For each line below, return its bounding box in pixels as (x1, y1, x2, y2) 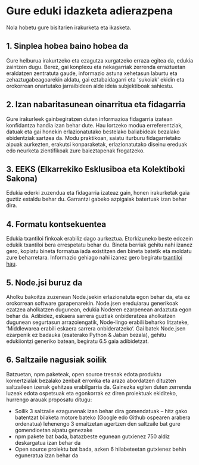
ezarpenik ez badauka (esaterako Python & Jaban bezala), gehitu (6, 332, 167, 338)
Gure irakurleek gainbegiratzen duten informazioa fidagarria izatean (6, 115, 173, 123)
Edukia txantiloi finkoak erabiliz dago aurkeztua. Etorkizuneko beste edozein (6, 235, 194, 242)
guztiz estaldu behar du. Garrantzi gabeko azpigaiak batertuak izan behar (6, 195, 187, 203)
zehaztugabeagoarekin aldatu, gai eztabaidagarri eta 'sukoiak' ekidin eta (6, 76, 185, 83)
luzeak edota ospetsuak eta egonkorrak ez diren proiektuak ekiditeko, (6, 389, 178, 397)
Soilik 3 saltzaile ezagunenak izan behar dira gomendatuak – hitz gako (14, 407, 188, 414)
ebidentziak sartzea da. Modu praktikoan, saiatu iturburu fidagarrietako (6, 134, 181, 141)
